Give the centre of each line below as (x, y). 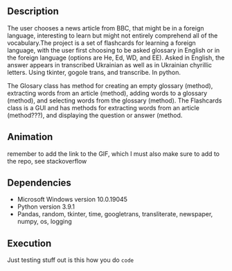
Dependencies (39, 183)
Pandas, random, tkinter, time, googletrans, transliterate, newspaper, (115, 214)
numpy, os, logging (45, 222)
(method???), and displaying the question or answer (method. (95, 115)
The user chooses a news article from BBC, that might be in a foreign (106, 28)
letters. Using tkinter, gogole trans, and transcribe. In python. (94, 72)
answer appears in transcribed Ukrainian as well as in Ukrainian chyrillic (110, 64)
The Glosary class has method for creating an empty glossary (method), (110, 85)
